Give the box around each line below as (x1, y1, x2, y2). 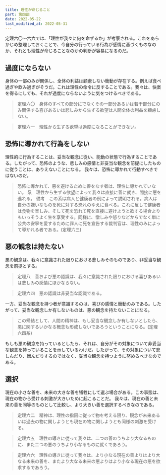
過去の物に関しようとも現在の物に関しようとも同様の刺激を (26, 418, 148, 424)
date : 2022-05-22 (5, 16, 41, 21)
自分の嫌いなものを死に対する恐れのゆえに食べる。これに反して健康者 (17, 202, 161, 208)
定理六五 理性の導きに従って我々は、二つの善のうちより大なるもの (17, 435, 156, 441)
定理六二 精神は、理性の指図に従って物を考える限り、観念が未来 (17, 412, 152, 418)
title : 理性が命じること (5, 7, 51, 12)
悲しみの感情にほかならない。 (21, 279, 83, 286)
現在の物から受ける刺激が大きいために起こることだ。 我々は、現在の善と (5, 396, 154, 401)
